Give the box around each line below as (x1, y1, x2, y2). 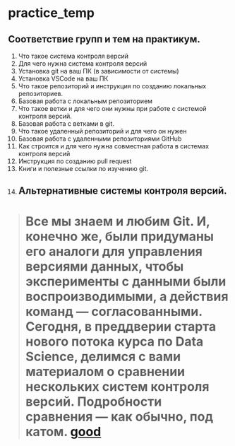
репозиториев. (18, 90, 63, 98)
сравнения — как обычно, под (25, 409, 214, 425)
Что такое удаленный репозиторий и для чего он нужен (18, 127, 187, 135)
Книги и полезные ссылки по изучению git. (18, 165, 149, 172)
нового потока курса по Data (25, 334, 204, 349)
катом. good (25, 423, 102, 440)
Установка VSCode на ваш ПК (18, 74, 109, 83)
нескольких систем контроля (25, 378, 210, 394)
